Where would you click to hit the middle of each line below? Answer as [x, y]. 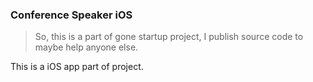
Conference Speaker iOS [71, 15]
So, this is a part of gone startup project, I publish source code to [169, 37]
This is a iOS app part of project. [77, 67]
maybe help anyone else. [86, 47]
